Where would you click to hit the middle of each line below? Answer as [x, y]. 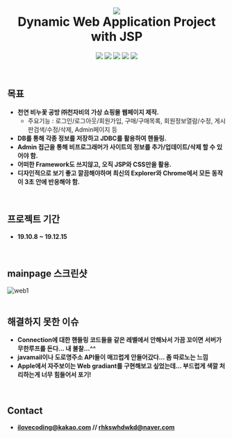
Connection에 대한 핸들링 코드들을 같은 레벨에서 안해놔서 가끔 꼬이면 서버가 [119, 340]
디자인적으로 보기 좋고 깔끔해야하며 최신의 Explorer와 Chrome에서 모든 [114, 173]
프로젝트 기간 [34, 219]
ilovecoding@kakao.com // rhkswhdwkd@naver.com [96, 427]
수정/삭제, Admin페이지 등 [82, 130]
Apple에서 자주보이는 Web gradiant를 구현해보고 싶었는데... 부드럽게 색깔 [118, 366]
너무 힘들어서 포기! [66, 375]
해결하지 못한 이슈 [43, 321]
